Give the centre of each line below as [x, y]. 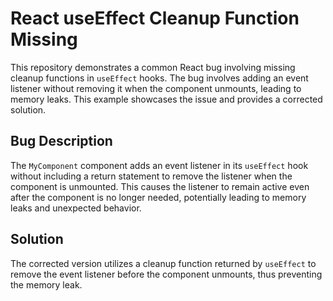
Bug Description [61, 141]
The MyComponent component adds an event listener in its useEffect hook [159, 165]
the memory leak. [46, 284]
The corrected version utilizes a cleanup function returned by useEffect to [163, 263]
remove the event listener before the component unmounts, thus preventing [166, 274]
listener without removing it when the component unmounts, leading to [156, 88]
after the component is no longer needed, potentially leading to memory [158, 197]
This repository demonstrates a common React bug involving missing [153, 67]
